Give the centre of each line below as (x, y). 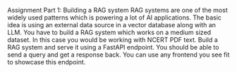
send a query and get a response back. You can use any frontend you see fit (119, 55)
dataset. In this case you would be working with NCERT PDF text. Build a (113, 40)
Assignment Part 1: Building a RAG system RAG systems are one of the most (117, 10)
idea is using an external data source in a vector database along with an (112, 25)
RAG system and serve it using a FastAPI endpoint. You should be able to (113, 47)
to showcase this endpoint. (47, 62)
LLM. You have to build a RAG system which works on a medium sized (109, 32)
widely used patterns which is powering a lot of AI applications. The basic (115, 17)
